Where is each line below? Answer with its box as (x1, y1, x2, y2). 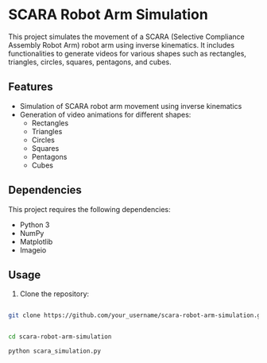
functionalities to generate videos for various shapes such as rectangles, (8, 48, 246, 58)
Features (8, 80, 53, 94)
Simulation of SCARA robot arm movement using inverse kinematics (19, 101, 242, 110)
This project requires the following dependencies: (8, 204, 171, 214)
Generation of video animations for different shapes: (19, 110, 192, 119)
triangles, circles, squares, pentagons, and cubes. (8, 57, 172, 67)
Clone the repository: (19, 289, 90, 299)
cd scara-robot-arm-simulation (8, 333, 112, 341)
